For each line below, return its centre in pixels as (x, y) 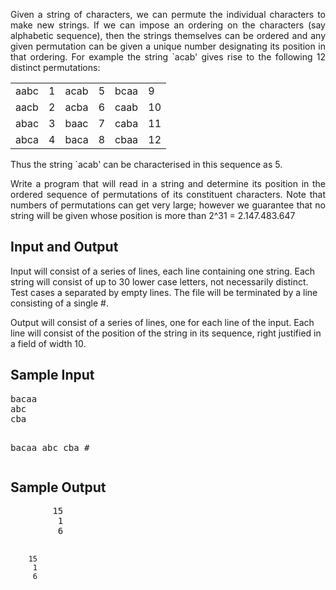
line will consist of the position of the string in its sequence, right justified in (166, 333)
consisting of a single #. (59, 303)
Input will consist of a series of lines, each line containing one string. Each (163, 271)
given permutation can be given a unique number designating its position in (168, 46)
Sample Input (52, 375)
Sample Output (58, 487)
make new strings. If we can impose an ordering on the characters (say (168, 25)
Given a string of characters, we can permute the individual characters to (168, 14)
